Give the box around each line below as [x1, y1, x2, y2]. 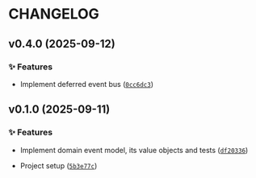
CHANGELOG [8, 5, 99, 23]
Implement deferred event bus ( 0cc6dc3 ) [19, 79, 153, 89]
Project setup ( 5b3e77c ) [19, 160, 98, 170]
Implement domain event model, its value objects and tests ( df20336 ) [19, 145, 249, 155]
